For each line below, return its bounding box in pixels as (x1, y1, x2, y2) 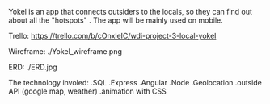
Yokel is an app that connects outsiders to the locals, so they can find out (8, 7, 253, 16)
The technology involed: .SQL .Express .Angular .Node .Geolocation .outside (8, 78, 263, 87)
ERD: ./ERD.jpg (8, 62, 58, 72)
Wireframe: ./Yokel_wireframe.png (8, 47, 123, 56)
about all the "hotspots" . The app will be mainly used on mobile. (8, 15, 224, 25)
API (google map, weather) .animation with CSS (8, 86, 167, 96)
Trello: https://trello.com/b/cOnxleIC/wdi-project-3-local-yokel (8, 31, 217, 40)
